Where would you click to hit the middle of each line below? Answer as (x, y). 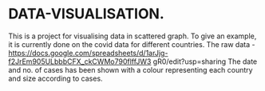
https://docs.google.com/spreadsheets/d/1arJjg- (88, 53)
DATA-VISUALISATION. (87, 14)
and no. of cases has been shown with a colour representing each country (131, 69)
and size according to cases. (55, 78)
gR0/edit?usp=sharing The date (205, 61)
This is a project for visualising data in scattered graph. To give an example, (132, 36)
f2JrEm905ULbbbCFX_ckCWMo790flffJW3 (80, 61)
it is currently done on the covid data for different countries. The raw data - (132, 44)
